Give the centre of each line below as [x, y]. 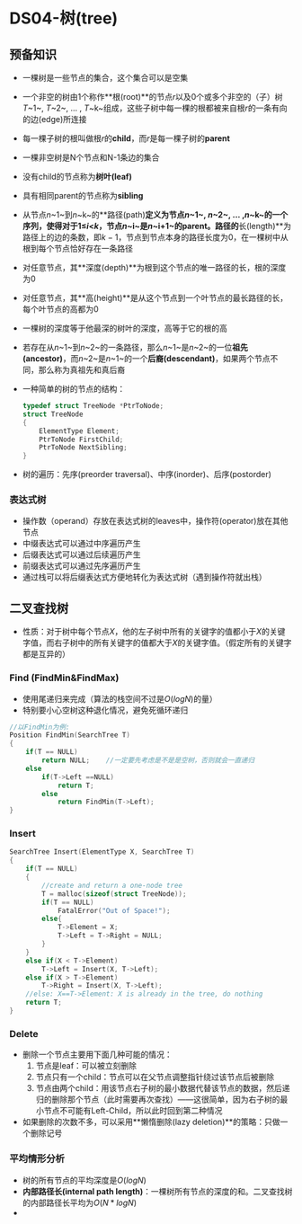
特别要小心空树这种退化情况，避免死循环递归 [105, 710]
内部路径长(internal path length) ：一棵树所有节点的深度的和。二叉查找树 [157, 1191]
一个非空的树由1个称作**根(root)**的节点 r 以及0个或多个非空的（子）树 [152, 97]
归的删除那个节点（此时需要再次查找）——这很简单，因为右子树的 [158, 1100]
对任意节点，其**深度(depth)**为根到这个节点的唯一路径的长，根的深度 [154, 267]
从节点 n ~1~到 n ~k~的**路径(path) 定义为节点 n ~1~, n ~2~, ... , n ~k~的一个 [155, 215]
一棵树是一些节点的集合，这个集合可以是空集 [105, 78]
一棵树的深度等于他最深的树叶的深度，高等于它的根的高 [124, 328]
